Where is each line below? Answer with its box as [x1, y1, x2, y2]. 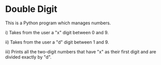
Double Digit [5, 3, 57, 15]
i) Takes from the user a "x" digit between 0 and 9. [5, 29, 109, 35]
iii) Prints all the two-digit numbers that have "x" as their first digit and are [5, 49, 157, 55]
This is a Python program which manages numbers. [5, 20, 111, 26]
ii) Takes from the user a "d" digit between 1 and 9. [5, 39, 109, 45]
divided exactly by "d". [5, 54, 52, 60]
